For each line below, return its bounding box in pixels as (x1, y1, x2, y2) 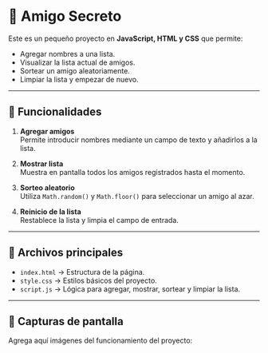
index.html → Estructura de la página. (19, 267, 145, 276)
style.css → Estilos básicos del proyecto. (19, 276, 157, 285)
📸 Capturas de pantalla (8, 315, 124, 328)
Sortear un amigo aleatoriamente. (19, 65, 130, 75)
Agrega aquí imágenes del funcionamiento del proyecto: (8, 335, 193, 346)
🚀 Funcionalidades (8, 105, 102, 119)
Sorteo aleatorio (19, 183, 76, 192)
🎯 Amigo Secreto (8, 7, 122, 26)
